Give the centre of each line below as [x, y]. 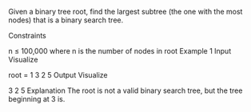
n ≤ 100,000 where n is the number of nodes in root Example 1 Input [120, 51]
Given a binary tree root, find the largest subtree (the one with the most [125, 12]
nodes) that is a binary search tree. [66, 20]
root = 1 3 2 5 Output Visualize [58, 75]
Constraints [27, 36]
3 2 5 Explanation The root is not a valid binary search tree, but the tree [125, 90]
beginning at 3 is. [37, 99]
